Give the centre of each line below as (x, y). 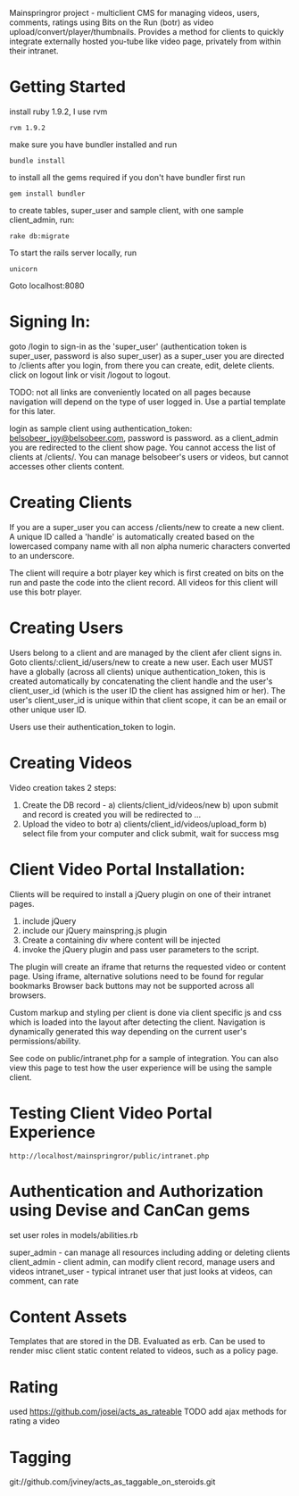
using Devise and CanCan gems (130, 1210)
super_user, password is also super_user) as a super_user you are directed (147, 355)
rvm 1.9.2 (28, 128)
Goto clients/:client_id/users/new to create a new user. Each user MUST (141, 662)
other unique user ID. (48, 710)
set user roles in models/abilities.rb (74, 1234)
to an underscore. (42, 555)
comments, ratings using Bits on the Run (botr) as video (112, 22)
